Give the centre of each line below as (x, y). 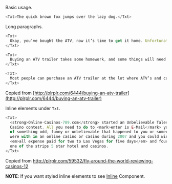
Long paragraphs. (24, 26)
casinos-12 (17, 166)
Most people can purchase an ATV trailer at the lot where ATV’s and (85, 78)
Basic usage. (19, 7)
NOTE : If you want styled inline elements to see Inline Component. (75, 176)
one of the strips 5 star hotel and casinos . (59, 146)
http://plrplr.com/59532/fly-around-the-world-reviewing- (93, 160)
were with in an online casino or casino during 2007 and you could (84, 137)
